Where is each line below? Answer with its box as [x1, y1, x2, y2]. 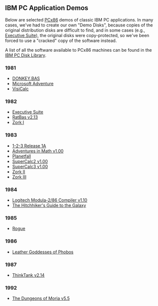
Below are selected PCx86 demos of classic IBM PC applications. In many [5, 17, 154, 22]
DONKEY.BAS [12, 76, 40, 82]
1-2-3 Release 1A [12, 143, 46, 148]
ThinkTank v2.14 [12, 272, 45, 278]
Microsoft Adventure [12, 81, 54, 87]
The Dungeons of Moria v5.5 [12, 295, 70, 302]
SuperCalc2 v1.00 [12, 158, 48, 164]
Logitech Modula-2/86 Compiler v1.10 [12, 197, 88, 203]
